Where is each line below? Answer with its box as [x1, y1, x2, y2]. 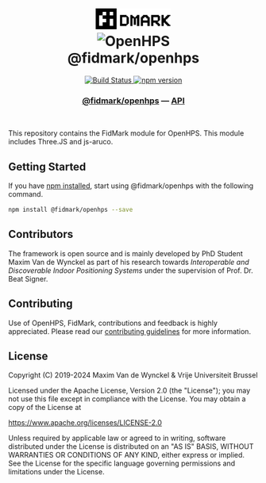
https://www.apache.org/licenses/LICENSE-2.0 [8, 418, 163, 427]
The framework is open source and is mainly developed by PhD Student [8, 248, 244, 258]
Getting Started [8, 159, 87, 174]
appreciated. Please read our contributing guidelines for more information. [8, 326, 252, 336]
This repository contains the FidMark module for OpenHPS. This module [8, 128, 245, 138]
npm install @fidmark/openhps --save [8, 206, 133, 214]
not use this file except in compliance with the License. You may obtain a [8, 394, 246, 404]
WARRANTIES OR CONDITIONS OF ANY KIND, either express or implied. [8, 450, 245, 460]
